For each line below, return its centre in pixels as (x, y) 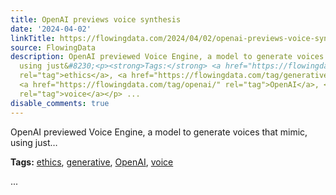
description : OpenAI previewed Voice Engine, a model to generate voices (167, 57)
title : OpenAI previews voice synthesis (96, 19)
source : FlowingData (53, 47)
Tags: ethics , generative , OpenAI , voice (92, 162)
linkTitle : (33, 38)
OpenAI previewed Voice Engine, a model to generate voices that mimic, (159, 132)
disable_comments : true (60, 103)
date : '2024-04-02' (51, 29)
